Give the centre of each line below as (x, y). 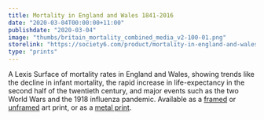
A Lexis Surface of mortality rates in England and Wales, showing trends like (132, 74)
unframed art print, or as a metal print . (70, 107)
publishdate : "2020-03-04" (52, 30)
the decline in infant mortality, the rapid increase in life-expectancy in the (126, 82)
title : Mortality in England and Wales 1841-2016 (91, 15)
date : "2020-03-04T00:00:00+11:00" (66, 23)
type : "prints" (33, 52)
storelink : (26, 45)
